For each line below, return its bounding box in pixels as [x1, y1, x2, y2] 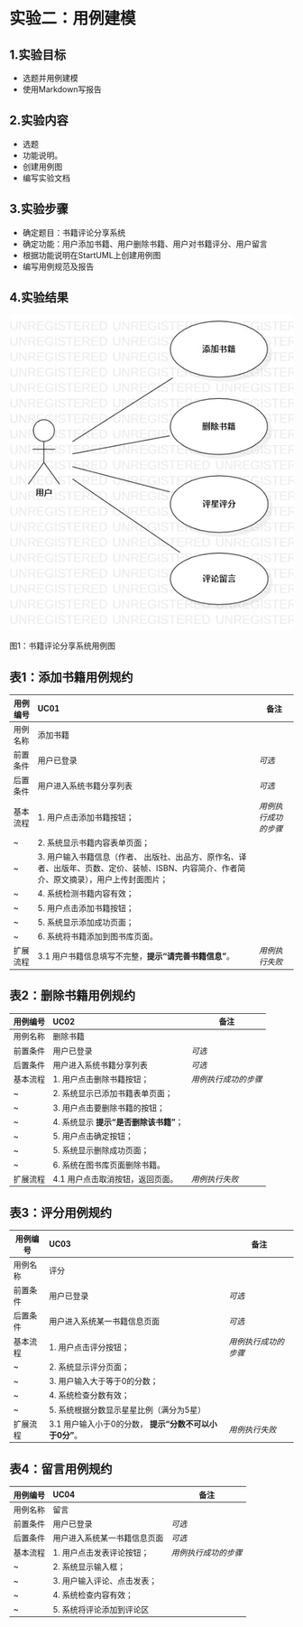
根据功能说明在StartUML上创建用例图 [22, 249, 161, 260]
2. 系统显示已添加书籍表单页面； [52, 1088, 173, 1099]
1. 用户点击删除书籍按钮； [52, 1074, 150, 1084]
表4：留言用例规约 [9, 1461, 113, 1476]
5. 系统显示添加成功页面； [37, 916, 134, 927]
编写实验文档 [22, 172, 70, 183]
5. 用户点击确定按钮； [52, 1130, 133, 1142]
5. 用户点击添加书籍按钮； [37, 902, 134, 913]
